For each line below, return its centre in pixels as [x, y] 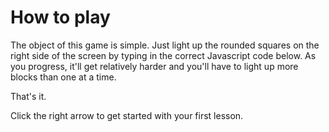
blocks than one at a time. [63, 77]
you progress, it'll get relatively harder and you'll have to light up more [154, 66]
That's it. [28, 96]
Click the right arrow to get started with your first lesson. [127, 115]
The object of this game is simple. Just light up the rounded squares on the [165, 45]
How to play [60, 17]
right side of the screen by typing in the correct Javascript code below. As [163, 55]
